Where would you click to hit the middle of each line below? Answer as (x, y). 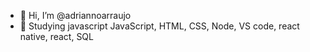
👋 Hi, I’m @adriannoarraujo (75, 15)
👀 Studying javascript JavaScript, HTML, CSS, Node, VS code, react (159, 26)
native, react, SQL (56, 36)
